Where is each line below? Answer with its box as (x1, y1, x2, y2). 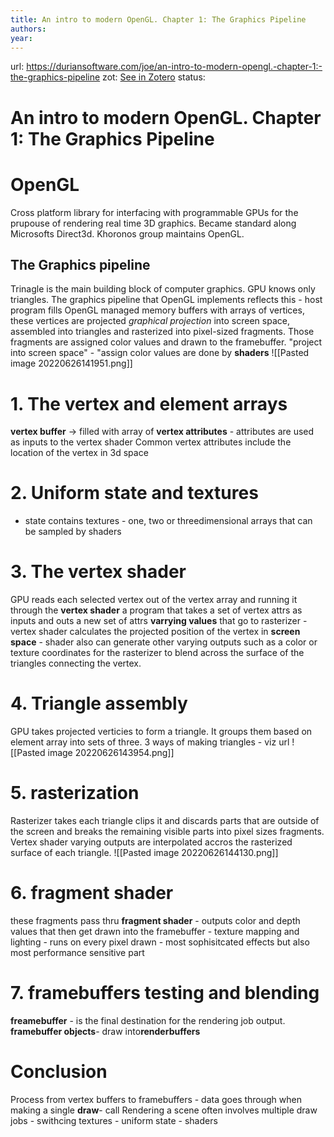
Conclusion (10, 1061, 108, 1083)
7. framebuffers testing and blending (10, 982, 320, 1005)
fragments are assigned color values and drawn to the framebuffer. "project (10, 336, 323, 348)
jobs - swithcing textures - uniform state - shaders (10, 1114, 218, 1126)
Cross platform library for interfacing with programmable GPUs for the (10, 206, 299, 218)
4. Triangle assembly (10, 692, 188, 715)
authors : (10, 24, 47, 34)
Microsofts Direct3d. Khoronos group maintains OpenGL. (10, 227, 245, 240)
